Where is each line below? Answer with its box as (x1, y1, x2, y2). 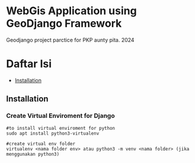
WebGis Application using (6, 4, 138, 18)
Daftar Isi (6, 57, 52, 71)
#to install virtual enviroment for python (6, 125, 116, 131)
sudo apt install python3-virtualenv (6, 130, 100, 136)
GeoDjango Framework (6, 17, 122, 30)
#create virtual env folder (6, 140, 76, 146)
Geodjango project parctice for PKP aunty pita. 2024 (6, 36, 135, 43)
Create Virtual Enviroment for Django (6, 111, 115, 120)
